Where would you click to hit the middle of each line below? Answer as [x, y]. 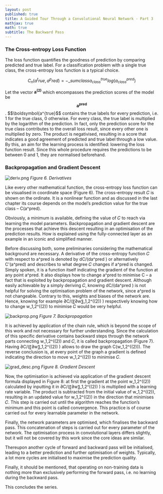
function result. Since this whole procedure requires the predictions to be [78, 150]
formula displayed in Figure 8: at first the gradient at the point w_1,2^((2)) [78, 382]
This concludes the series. [32, 487]
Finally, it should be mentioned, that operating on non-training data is [74, 467]
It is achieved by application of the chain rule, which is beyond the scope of [81, 326]
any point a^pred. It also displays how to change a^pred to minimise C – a [78, 275]
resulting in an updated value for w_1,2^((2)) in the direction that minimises [80, 397]
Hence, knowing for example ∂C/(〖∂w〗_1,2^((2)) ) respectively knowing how [81, 301]
